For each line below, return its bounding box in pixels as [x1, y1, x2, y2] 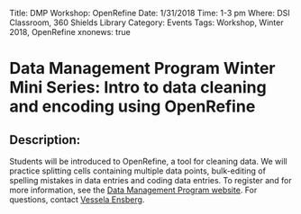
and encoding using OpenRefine [9, 96, 256, 117]
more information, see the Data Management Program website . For [9, 184, 258, 195]
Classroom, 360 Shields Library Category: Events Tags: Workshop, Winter [9, 17, 284, 28]
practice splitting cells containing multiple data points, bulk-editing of [9, 165, 266, 176]
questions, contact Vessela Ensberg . [9, 194, 145, 205]
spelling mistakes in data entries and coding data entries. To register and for [9, 175, 293, 185]
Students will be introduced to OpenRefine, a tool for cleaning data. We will [9, 156, 287, 166]
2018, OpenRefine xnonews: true [9, 27, 131, 37]
